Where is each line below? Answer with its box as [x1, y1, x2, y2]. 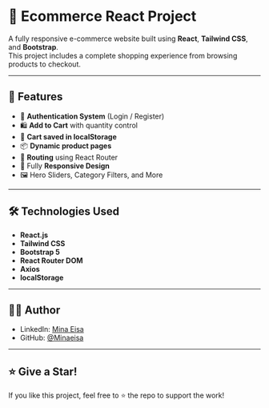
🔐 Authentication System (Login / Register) [19, 111, 165, 121]
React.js [19, 230, 49, 240]
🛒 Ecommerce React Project [8, 7, 197, 26]
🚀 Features [8, 90, 63, 103]
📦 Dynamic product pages [19, 140, 112, 151]
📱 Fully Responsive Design [19, 160, 110, 171]
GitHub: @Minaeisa [19, 333, 84, 343]
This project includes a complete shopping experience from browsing [8, 50, 238, 60]
